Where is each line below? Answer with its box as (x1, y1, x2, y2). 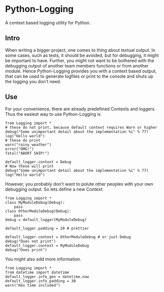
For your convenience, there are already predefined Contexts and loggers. (5, 106, 156, 112)
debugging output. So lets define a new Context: (5, 186, 103, 192)
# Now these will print (5, 163, 54, 168)
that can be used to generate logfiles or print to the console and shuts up (5, 73, 154, 79)
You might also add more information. (5, 256, 81, 262)
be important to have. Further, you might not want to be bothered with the (5, 58, 154, 64)
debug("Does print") (5, 247, 48, 252)
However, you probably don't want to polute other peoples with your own (5, 181, 154, 187)
